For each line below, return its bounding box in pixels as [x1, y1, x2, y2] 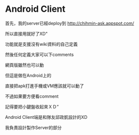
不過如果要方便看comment [5, 93, 59, 99]
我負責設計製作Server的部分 [5, 124, 62, 131]
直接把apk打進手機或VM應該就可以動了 [5, 82, 84, 89]
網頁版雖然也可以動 [5, 62, 44, 68]
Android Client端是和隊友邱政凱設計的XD [5, 114, 87, 120]
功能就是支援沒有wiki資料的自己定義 [5, 41, 78, 47]
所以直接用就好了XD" [5, 30, 48, 36]
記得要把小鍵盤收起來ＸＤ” [5, 104, 59, 109]
